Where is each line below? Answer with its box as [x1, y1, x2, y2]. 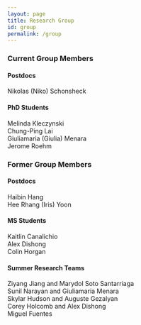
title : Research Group [7, 17, 74, 24]
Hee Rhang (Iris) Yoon [7, 200, 72, 209]
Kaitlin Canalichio [7, 232, 58, 241]
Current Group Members [7, 54, 94, 64]
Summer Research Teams [7, 263, 85, 272]
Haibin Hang [7, 192, 44, 201]
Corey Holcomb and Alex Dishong [7, 302, 106, 311]
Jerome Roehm [7, 141, 52, 150]
